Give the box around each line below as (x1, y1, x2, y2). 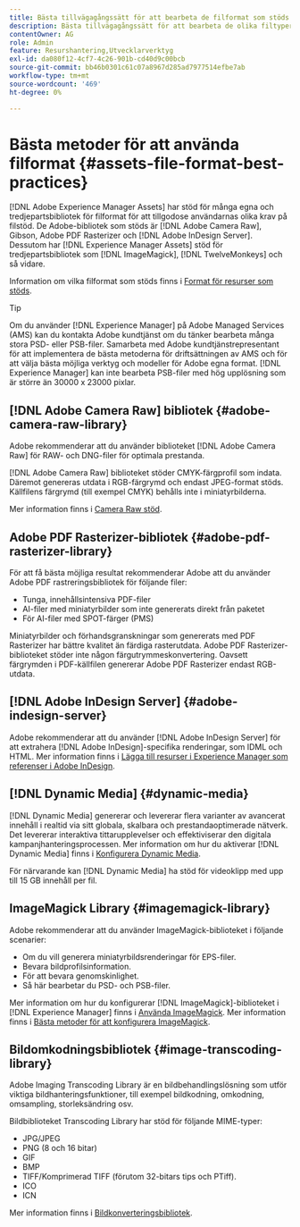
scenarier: (9, 934, 46, 945)
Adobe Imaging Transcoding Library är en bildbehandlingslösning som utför (9, 1080, 287, 1090)
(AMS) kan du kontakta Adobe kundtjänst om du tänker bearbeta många (9, 330, 275, 340)
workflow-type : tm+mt (9, 71, 90, 80)
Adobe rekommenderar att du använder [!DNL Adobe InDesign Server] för (9, 732, 281, 743)
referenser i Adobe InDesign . (9, 761, 115, 771)
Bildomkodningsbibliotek (9, 1042, 152, 1057)
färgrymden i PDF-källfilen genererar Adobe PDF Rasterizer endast (9, 659, 255, 670)
